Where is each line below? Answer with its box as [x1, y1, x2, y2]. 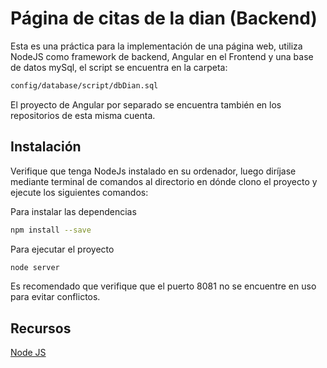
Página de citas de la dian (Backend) [10, 7, 318, 30]
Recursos [10, 320, 72, 337]
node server [10, 262, 60, 272]
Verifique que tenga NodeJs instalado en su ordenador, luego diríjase [10, 165, 297, 177]
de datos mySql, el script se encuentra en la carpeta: [10, 61, 228, 73]
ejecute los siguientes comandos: [10, 186, 149, 198]
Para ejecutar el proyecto [10, 243, 115, 255]
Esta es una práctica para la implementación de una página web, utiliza [10, 40, 303, 52]
